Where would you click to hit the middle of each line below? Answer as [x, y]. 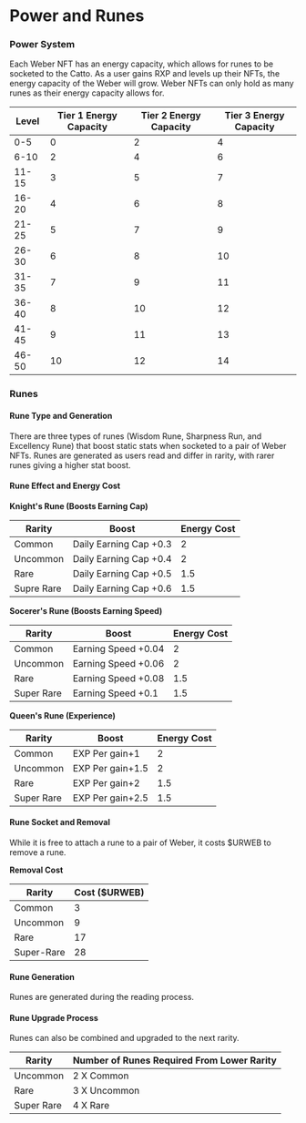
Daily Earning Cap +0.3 [122, 544]
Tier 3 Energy [255, 116]
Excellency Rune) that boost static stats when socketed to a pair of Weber [148, 445]
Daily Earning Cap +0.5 [122, 573]
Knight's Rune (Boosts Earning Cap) [79, 505]
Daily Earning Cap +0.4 [122, 558]
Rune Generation [42, 976]
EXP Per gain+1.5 [110, 768]
